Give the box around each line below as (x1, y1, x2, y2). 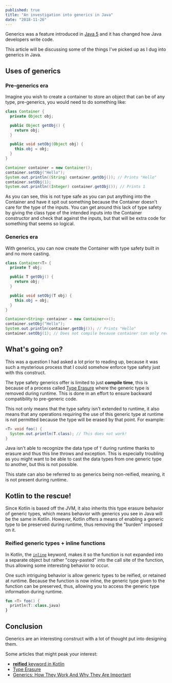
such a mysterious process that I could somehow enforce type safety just (5, 364, 160, 370)
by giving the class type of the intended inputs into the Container (5, 210, 142, 216)
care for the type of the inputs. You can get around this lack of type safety (5, 204, 162, 210)
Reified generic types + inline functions (5, 540, 106, 547)
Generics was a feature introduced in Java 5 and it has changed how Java (5, 31, 162, 37)
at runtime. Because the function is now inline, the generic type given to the (5, 578, 165, 584)
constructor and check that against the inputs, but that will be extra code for (5, 215, 166, 222)
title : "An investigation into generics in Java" (5, 12, 114, 17)
